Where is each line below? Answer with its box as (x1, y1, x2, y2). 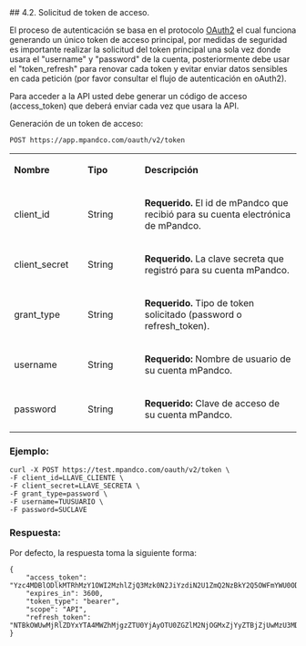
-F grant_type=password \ (9, 489, 107, 498)
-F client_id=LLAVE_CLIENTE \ (9, 474, 125, 483)
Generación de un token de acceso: (9, 118, 144, 128)
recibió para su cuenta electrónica (144, 208, 291, 220)
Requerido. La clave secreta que (144, 252, 284, 265)
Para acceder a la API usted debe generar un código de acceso (9, 91, 248, 101)
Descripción (144, 164, 199, 176)
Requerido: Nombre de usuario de (144, 353, 291, 365)
